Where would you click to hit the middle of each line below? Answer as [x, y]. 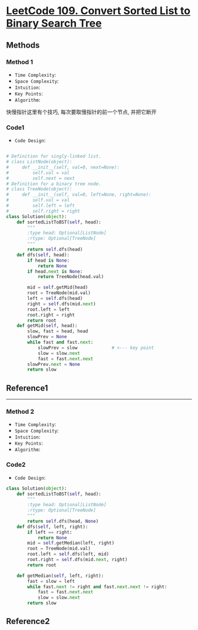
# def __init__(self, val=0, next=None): [63, 167]
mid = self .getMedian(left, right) [71, 543]
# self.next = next [41, 178]
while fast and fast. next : [60, 342]
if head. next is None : [55, 271]
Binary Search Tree [54, 23]
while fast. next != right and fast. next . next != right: [97, 587]
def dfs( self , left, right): [52, 527]
